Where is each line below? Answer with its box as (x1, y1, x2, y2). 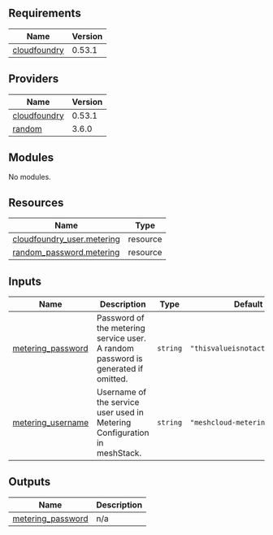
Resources (8, 195, 64, 210)
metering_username (12, 417, 89, 428)
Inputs (8, 274, 42, 288)
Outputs (8, 475, 51, 489)
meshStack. (96, 447, 142, 459)
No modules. (8, 172, 51, 182)
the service (96, 397, 140, 408)
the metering (96, 323, 146, 334)
